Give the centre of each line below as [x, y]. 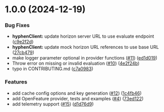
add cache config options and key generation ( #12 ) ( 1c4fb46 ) [77, 93]
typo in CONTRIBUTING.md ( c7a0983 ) [53, 69]
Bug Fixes [17, 25]
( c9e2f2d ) [23, 42]
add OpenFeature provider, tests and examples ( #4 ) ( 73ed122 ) [78, 98]
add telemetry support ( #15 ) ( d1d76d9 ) [53, 104]
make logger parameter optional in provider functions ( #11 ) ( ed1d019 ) [85, 58]
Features [16, 82]
